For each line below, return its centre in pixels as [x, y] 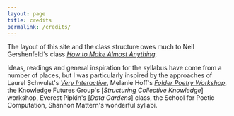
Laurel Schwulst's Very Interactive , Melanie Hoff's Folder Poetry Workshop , [117, 83]
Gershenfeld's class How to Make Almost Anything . [82, 54]
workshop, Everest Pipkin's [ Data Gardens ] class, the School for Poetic [111, 98]
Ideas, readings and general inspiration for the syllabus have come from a [115, 68]
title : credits [30, 20]
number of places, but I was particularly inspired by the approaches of [110, 75]
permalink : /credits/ [39, 27]
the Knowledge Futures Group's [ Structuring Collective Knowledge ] [105, 90]
